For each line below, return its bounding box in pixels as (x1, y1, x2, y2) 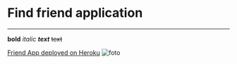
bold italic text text (7, 34, 63, 43)
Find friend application (7, 5, 143, 21)
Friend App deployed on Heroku (7, 48, 100, 57)
